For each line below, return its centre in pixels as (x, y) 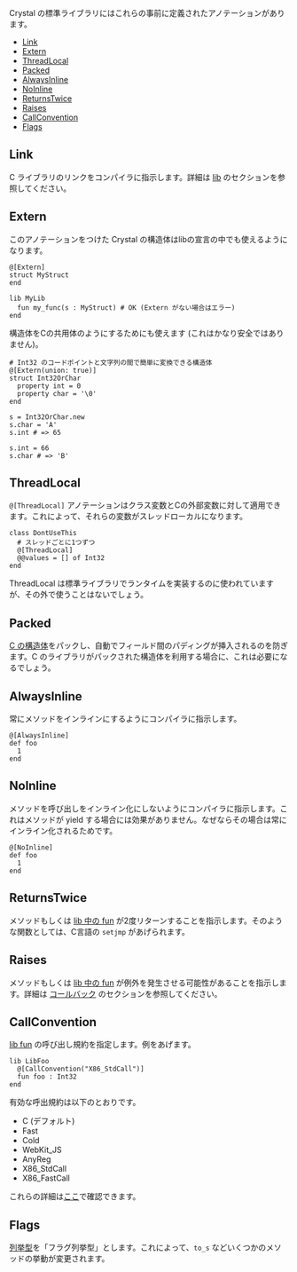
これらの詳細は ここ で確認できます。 (75, 1197)
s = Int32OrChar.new (47, 417)
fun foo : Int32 (47, 1077)
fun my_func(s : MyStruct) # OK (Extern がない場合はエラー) (126, 308)
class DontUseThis (43, 533)
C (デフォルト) (48, 1121)
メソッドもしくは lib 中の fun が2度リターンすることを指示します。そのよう (146, 920)
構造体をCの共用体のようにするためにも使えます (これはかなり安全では (139, 333)
